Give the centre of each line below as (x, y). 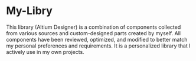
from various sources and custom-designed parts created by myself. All (94, 33)
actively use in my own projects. (45, 52)
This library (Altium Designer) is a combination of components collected (94, 27)
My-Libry (29, 11)
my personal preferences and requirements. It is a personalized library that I (98, 46)
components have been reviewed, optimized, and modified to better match (97, 39)
